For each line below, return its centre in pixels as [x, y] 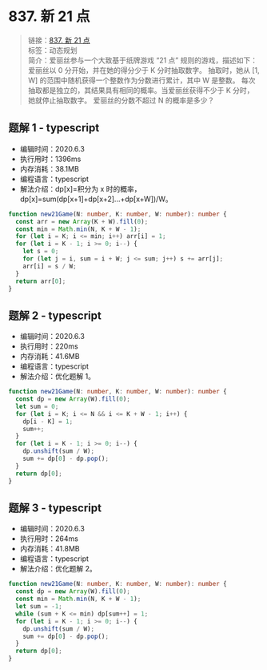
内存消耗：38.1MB [50, 168]
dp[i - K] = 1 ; [48, 422]
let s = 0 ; [41, 252]
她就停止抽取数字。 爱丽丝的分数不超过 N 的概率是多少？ [121, 100]
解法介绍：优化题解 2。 [58, 569]
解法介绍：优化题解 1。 [58, 377]
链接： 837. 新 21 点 [59, 40]
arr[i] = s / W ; [50, 266]
